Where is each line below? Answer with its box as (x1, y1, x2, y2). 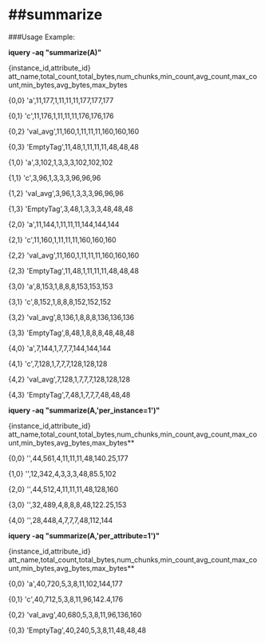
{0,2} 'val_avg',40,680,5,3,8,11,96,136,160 (8, 609, 142, 619)
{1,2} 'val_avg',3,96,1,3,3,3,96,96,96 (8, 188, 124, 198)
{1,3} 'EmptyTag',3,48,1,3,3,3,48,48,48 (8, 204, 133, 214)
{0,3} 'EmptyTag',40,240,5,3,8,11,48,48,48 (8, 625, 146, 635)
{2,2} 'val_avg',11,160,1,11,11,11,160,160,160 (8, 250, 140, 260)
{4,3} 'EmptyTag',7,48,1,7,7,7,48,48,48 (8, 389, 131, 399)
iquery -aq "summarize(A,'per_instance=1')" (8, 405, 160, 415)
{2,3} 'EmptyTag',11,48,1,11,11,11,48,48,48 (8, 266, 140, 275)
